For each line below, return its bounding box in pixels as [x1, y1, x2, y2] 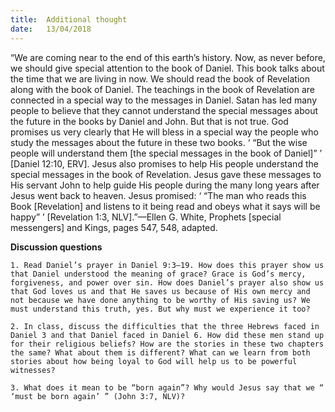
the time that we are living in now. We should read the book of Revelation [10, 72, 311, 85]
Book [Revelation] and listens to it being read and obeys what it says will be [10, 200, 321, 212]
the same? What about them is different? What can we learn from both [10, 347, 311, 358]
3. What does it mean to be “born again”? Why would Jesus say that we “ [10, 382, 325, 393]
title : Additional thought [10, 14, 128, 25]
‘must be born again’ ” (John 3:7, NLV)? [10, 391, 186, 401]
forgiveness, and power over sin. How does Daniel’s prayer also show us [10, 277, 325, 288]
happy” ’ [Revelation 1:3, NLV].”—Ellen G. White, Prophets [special [10, 211, 282, 223]
